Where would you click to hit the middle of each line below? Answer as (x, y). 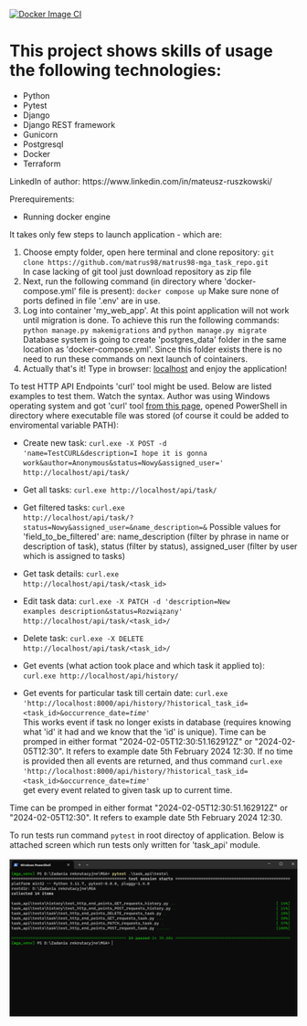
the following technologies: (116, 71)
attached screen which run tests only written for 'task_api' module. (135, 844)
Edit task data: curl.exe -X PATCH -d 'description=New (127, 601)
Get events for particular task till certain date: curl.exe (125, 693)
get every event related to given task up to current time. (127, 789)
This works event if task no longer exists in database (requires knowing (157, 722)
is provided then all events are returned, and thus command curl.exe (153, 761)
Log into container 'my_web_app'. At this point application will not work (156, 310)
